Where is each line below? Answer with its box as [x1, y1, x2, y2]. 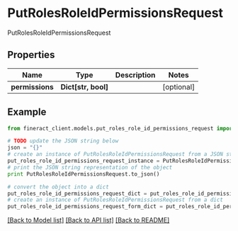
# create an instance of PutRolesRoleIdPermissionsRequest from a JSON [7, 151, 223, 158]
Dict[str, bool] [60, 81, 108, 91]
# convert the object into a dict [7, 183, 110, 191]
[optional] [162, 81, 195, 91]
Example [7, 106, 47, 118]
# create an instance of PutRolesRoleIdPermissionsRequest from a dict [7, 196, 223, 203]
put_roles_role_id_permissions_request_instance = [7, 157, 160, 164]
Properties [7, 49, 55, 61]
